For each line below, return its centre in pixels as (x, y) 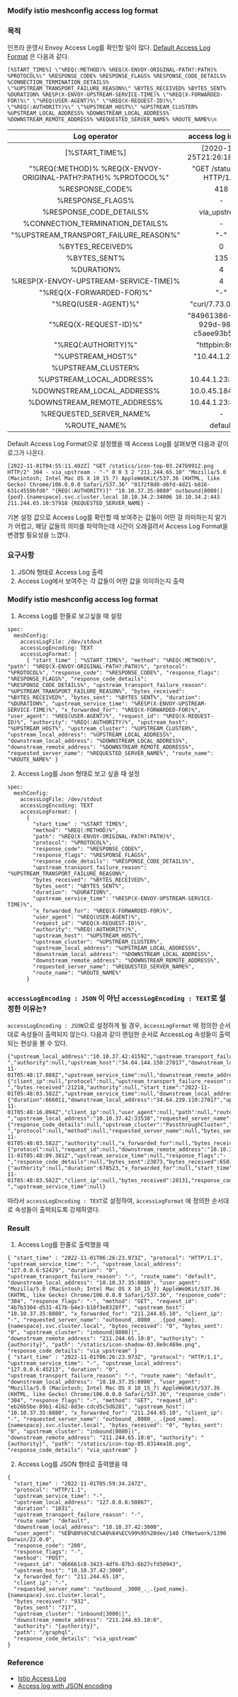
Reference (25, 1663)
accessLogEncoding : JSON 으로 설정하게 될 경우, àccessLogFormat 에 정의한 (113, 1026)
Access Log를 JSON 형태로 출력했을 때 (73, 1464)
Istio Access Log (42, 1678)
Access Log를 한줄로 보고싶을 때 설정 (70, 615)
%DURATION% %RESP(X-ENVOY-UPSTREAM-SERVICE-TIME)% (84, 95)
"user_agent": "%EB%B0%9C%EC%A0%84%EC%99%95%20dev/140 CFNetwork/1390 (120, 1533)
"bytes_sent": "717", (46, 1608)
